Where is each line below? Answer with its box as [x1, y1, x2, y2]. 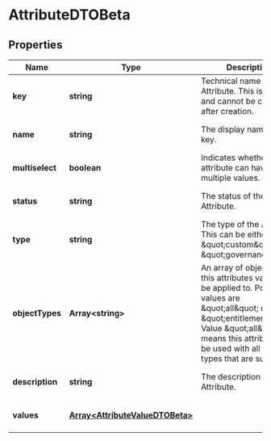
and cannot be [200, 95, 256, 107]
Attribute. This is [200, 86, 264, 96]
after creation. [200, 106, 254, 116]
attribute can [200, 162, 250, 173]
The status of [200, 191, 252, 201]
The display [200, 124, 245, 135]
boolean [69, 162, 102, 173]
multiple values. [200, 172, 261, 183]
